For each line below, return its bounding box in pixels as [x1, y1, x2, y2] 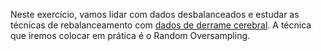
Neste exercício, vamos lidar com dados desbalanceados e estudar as [10, 9, 300, 20]
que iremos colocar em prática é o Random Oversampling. [10, 30, 251, 41]
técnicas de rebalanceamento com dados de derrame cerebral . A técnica [10, 19, 312, 31]
